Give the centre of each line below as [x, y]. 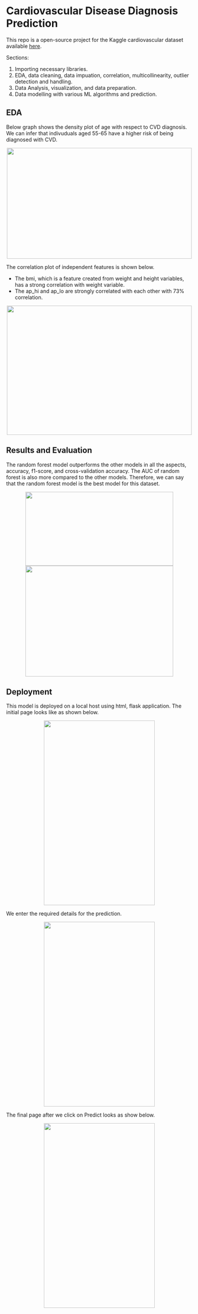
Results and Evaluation [49, 450]
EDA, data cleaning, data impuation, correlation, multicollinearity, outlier [102, 75]
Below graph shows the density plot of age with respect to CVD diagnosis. [97, 127]
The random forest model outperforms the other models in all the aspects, [96, 465]
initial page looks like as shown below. [53, 712]
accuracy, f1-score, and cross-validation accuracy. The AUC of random [93, 471]
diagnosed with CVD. [32, 139]
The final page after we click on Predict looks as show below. [81, 1115]
